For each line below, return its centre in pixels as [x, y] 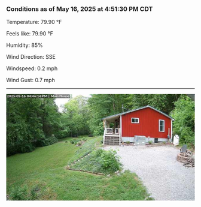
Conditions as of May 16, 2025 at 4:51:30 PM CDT [80, 9]
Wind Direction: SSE [31, 57]
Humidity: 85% [25, 45]
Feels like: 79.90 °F [30, 34]
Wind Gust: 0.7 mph [31, 80]
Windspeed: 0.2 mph [32, 68]
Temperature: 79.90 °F [34, 22]
